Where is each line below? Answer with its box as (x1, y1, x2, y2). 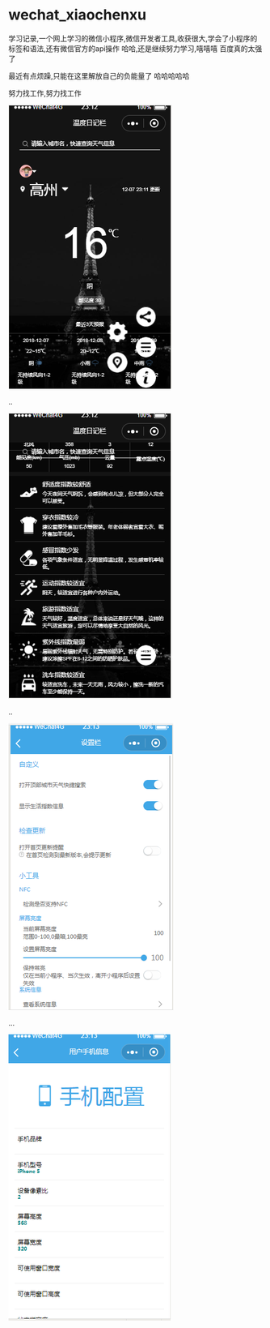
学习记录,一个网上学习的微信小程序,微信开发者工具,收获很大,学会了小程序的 (8, 33, 258, 43)
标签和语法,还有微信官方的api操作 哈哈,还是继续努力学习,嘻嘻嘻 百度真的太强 (8, 43, 263, 54)
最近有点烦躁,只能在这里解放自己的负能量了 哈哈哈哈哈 (8, 71, 190, 80)
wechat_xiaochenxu (8, 6, 147, 24)
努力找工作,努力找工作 (8, 88, 82, 98)
